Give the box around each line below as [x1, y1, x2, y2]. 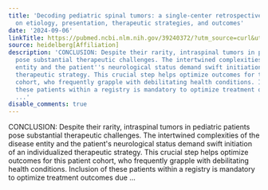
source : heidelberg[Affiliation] [8, 41, 120, 49]
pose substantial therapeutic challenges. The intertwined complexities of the [8, 130, 260, 140]
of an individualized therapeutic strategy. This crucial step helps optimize [8, 148, 249, 157]
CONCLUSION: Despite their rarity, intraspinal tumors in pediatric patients [8, 122, 250, 132]
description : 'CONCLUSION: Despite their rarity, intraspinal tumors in [8, 48, 255, 56]
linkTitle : [8, 33, 45, 42]
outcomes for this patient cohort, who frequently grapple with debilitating [8, 156, 250, 165]
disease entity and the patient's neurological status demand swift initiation [8, 139, 253, 149]
